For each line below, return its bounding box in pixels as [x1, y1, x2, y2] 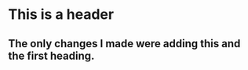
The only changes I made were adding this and [8, 37, 241, 50]
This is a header [8, 6, 115, 24]
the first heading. [8, 49, 95, 62]
